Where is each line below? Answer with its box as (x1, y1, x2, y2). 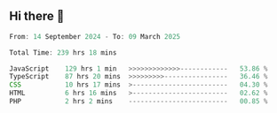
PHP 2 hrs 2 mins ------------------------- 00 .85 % (9, 97, 268, 106)
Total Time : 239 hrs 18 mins (9, 48, 117, 57)
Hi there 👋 (9, 9, 65, 24)
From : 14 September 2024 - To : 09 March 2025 (9, 32, 180, 41)
